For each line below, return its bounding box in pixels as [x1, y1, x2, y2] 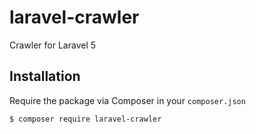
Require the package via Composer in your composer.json [9, 94, 246, 106]
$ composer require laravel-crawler [9, 114, 162, 124]
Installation [9, 68, 81, 85]
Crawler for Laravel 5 [9, 39, 97, 51]
